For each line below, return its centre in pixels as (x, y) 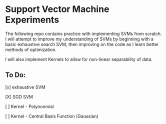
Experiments (32, 20)
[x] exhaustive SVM (25, 87)
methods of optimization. (31, 49)
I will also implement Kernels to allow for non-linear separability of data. (79, 59)
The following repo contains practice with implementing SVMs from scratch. (83, 33)
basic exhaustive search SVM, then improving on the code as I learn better (82, 44)
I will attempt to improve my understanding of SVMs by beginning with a (79, 39)
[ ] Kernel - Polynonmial (29, 106)
